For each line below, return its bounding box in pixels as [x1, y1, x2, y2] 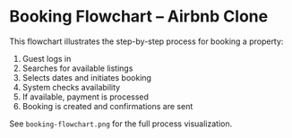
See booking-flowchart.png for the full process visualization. [9, 118, 233, 129]
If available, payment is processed [21, 91, 150, 102]
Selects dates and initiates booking [21, 72, 152, 82]
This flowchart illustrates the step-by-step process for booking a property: [9, 36, 284, 47]
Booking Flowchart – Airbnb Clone [9, 6, 269, 27]
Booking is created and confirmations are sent [21, 100, 193, 111]
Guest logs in [21, 53, 72, 64]
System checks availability [21, 82, 121, 92]
